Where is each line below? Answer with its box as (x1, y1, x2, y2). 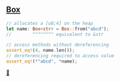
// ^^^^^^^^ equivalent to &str (6, 31, 104, 37)
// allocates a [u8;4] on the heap (6, 20, 94, 26)
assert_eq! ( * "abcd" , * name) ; (6, 58, 78, 64)
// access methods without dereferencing (6, 42, 109, 48)
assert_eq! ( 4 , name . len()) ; (6, 47, 75, 54)
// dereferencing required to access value (6, 53, 115, 59)
